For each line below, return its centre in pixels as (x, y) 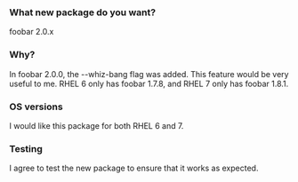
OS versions (36, 107)
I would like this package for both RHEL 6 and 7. (97, 125)
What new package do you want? (83, 12)
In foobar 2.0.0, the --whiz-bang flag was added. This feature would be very (149, 74)
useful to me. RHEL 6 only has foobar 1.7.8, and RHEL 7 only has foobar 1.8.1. (149, 83)
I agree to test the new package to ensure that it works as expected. (134, 168)
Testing (26, 148)
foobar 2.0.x (32, 32)
